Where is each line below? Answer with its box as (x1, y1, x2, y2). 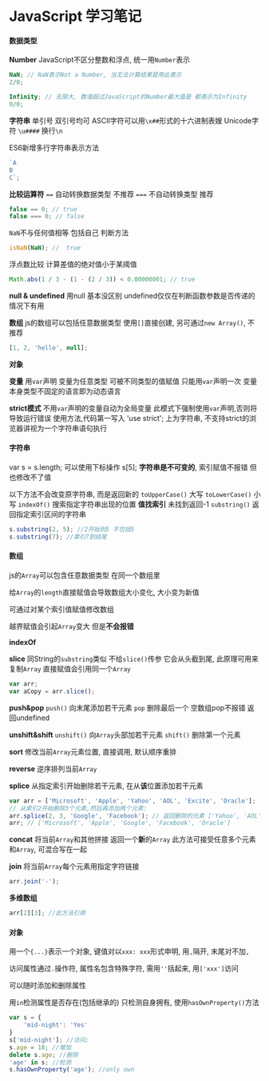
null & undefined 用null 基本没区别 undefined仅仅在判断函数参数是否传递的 (9, 291, 256, 301)
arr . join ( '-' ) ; (9, 878, 60, 886)
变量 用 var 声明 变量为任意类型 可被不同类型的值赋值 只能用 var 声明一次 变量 (9, 376, 258, 386)
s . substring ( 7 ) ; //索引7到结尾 (9, 533, 107, 541)
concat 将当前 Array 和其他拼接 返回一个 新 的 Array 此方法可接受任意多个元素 (9, 835, 256, 844)
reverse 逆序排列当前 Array (9, 763, 97, 773)
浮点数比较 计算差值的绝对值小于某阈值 (9, 259, 137, 269)
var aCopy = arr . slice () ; (9, 687, 95, 695)
